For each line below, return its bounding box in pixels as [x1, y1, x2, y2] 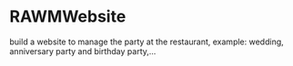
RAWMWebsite [9, 6, 126, 27]
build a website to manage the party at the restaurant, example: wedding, [9, 36, 284, 47]
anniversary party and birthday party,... [9, 45, 157, 56]
